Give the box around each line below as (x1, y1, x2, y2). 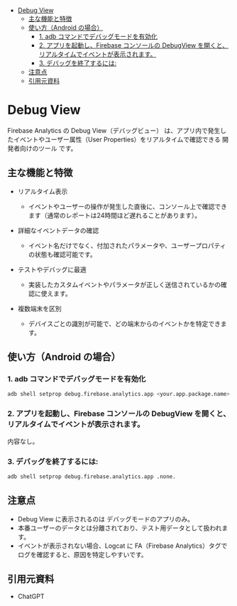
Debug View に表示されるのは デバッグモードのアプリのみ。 (17, 514, 194, 523)
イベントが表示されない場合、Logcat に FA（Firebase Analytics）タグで (17, 541, 228, 550)
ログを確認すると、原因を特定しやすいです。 (17, 550, 148, 558)
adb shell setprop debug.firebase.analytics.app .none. (7, 472, 176, 480)
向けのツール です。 (19, 144, 77, 152)
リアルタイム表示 (17, 187, 68, 195)
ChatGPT (17, 593, 45, 601)
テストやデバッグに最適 (17, 265, 87, 274)
